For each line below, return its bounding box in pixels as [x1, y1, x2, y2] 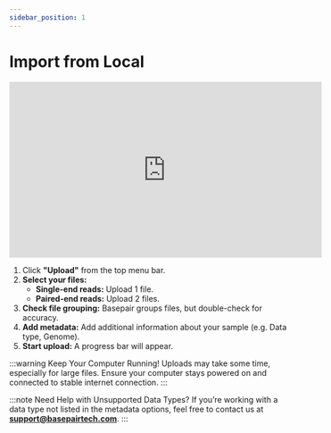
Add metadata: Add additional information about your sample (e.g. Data [21, 321, 287, 332]
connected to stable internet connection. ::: [9, 377, 168, 387]
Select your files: [21, 274, 87, 285]
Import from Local [9, 51, 145, 71]
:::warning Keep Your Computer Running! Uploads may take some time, [9, 358, 270, 369]
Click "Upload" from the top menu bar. [21, 264, 166, 275]
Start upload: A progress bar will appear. [21, 340, 174, 351]
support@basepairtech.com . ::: [9, 412, 128, 424]
